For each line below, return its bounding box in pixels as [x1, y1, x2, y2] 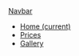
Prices [19, 30, 41, 39]
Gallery [19, 38, 44, 48]
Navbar [8, 6, 33, 15]
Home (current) [19, 22, 71, 31]
